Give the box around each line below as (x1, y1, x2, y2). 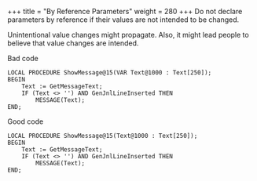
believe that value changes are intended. (7, 38, 139, 48)
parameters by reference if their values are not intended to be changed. (7, 15, 240, 24)
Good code (7, 117, 44, 126)
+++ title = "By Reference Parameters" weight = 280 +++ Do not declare (7, 7, 243, 16)
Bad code (7, 54, 39, 63)
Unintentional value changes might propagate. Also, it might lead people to (7, 31, 249, 39)
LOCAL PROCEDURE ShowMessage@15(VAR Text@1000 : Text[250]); (7, 69, 212, 77)
